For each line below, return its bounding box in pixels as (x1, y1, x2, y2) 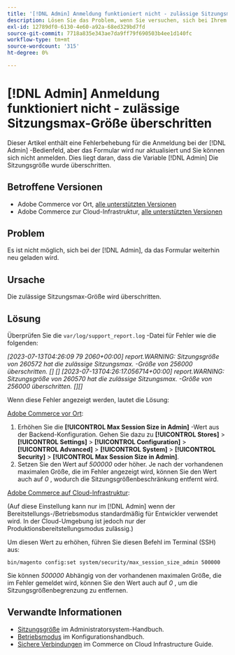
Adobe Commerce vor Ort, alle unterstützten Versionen (17, 200, 177, 208)
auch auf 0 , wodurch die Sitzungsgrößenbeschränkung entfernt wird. (17, 475, 219, 483)
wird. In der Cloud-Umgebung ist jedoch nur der (7, 517, 146, 525)
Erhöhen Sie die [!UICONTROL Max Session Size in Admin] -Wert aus (17, 423, 220, 432)
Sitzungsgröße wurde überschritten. (7, 160, 112, 169)
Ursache (7, 274, 45, 286)
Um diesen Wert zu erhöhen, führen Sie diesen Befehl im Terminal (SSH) (7, 538, 216, 546)
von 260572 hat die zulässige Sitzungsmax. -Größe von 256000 (7, 360, 193, 368)
